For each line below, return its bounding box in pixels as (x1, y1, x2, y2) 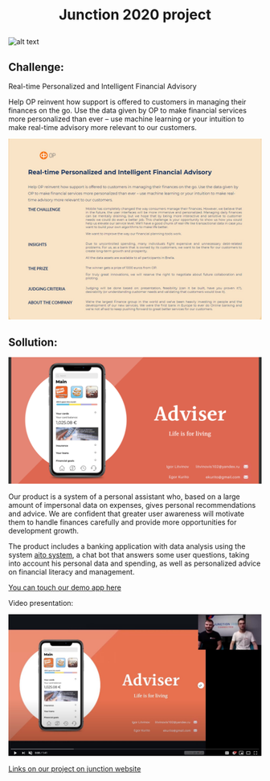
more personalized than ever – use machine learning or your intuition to (8, 114, 245, 124)
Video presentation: (8, 599, 74, 608)
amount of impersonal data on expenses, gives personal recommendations (8, 501, 256, 510)
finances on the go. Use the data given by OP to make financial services (8, 106, 247, 115)
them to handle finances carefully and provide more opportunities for (8, 517, 237, 527)
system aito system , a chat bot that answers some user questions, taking (8, 550, 250, 560)
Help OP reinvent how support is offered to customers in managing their (8, 97, 247, 106)
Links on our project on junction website (8, 763, 141, 773)
